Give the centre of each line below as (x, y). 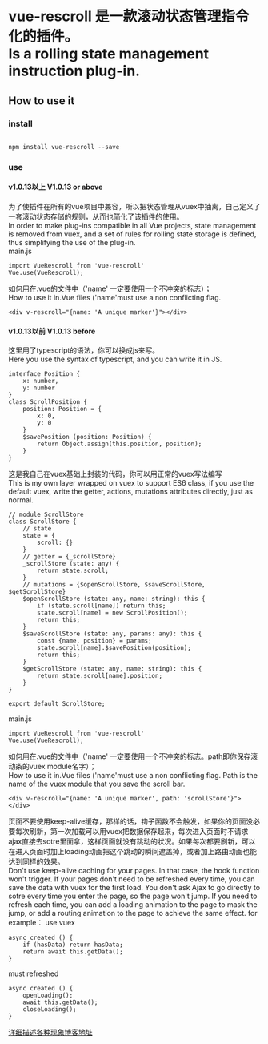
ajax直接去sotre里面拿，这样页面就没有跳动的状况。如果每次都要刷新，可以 (132, 841)
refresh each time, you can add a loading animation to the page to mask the (133, 905)
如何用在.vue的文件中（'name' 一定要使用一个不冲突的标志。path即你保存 (130, 756)
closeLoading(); (50, 1010)
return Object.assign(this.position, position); (120, 444)
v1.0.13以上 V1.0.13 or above (56, 187)
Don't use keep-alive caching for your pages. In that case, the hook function (134, 871)
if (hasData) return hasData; (73, 945)
